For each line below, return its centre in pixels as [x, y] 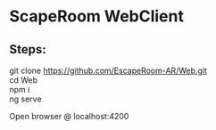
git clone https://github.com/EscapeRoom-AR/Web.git [108, 70]
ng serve [25, 99]
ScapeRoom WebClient [97, 16]
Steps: [28, 49]
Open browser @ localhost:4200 [69, 116]
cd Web [24, 80]
